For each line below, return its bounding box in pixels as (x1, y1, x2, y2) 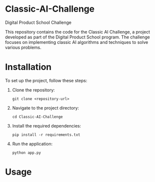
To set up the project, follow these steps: (5, 77, 88, 83)
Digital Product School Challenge (5, 19, 72, 25)
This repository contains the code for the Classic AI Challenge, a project (5, 29, 150, 35)
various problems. (5, 44, 42, 50)
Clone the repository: (12, 87, 55, 93)
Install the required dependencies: (12, 123, 82, 128)
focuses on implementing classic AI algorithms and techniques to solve (5, 39, 148, 45)
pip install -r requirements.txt (12, 132, 81, 137)
